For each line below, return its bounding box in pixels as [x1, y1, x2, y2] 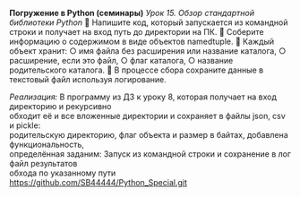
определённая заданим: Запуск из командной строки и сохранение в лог [9, 149, 291, 159]
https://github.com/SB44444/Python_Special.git [9, 177, 188, 187]
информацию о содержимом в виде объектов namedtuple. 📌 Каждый [9, 36, 275, 47]
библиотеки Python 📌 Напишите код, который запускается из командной [9, 17, 288, 28]
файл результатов [9, 158, 78, 168]
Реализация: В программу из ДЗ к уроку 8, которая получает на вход [9, 91, 278, 102]
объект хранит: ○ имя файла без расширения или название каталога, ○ [9, 46, 287, 56]
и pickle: [9, 120, 41, 131]
